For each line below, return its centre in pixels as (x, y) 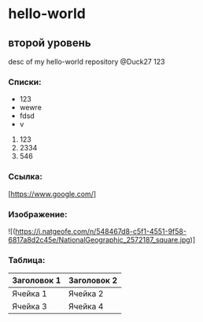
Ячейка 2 (86, 294)
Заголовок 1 (37, 280)
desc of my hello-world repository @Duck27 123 (87, 61)
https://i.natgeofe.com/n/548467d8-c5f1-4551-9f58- (101, 231)
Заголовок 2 (93, 280)
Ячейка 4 (86, 306)
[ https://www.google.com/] (52, 194)
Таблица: (27, 260)
